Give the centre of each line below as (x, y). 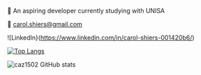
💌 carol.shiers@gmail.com (45, 24)
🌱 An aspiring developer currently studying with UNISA (86, 11)
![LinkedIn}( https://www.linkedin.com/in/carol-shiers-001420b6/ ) (101, 37)
